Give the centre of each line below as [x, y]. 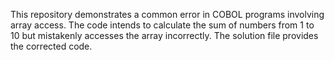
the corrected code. [51, 46]
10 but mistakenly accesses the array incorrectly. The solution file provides [164, 35]
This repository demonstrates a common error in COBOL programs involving [167, 14]
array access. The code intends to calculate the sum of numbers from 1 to [162, 25]
